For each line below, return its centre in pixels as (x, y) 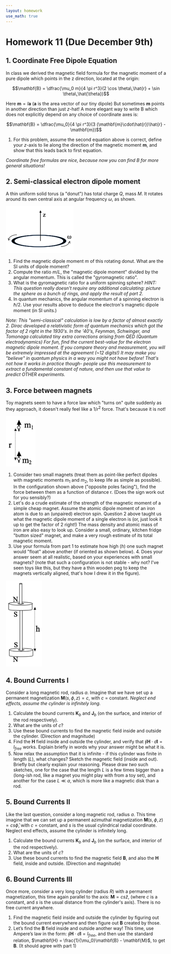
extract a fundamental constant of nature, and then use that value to (78, 369)
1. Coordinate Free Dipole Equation (62, 61)
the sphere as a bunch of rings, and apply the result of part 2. (78, 294)
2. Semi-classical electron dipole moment (73, 181)
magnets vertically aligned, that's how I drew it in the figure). (77, 573)
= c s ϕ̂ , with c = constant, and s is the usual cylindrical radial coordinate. (81, 825)
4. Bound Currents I (37, 680)
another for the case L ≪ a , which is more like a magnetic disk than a (86, 780)
